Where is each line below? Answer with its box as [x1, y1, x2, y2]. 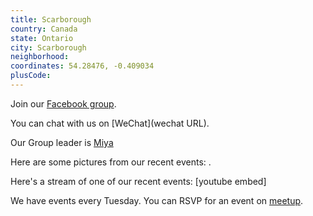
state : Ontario [10, 33, 74, 43]
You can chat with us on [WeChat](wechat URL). [10, 117, 210, 129]
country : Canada [10, 24, 78, 34]
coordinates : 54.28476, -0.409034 [10, 61, 155, 71]
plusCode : [10, 71, 52, 81]
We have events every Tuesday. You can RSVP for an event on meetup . [10, 194, 304, 206]
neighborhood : [10, 52, 70, 62]
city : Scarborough [10, 42, 87, 53]
